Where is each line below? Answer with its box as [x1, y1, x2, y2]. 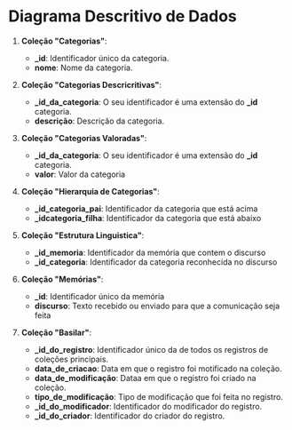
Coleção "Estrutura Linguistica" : [20, 229, 145, 241]
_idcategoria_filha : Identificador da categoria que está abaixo [34, 212, 262, 223]
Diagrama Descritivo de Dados [8, 6, 237, 27]
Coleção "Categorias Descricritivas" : [20, 79, 162, 90]
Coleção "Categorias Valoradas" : [20, 132, 147, 143]
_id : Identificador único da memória [34, 291, 165, 301]
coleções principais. [34, 354, 108, 364]
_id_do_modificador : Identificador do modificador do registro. [34, 401, 263, 411]
